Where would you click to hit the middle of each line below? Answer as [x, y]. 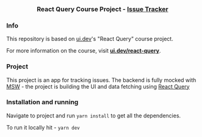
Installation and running [42, 102]
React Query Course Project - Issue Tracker [103, 9]
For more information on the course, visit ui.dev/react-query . [84, 51]
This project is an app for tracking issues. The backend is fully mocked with [101, 80]
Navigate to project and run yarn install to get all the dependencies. [94, 116]
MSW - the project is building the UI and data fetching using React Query [98, 86]
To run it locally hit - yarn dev [43, 127]
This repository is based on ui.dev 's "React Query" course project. [90, 39]
